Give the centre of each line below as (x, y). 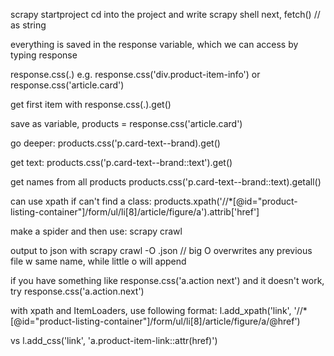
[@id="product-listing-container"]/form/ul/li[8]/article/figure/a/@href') (155, 321)
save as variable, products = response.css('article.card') (126, 123)
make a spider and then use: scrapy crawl (96, 231)
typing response (44, 55)
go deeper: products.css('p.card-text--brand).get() (115, 143)
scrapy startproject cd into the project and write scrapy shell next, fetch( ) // (165, 14)
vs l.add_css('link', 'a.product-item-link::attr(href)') (114, 340)
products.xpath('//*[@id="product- (225, 201)
